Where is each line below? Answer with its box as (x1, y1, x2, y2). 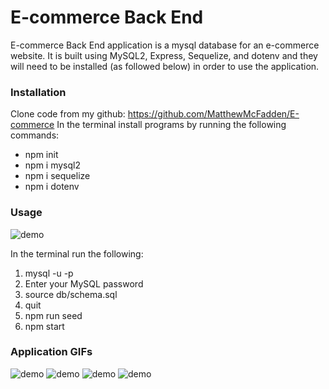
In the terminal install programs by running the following (56, 119, 287, 131)
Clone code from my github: (10, 108, 126, 120)
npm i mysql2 (24, 159, 81, 171)
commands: (10, 129, 60, 141)
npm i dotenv (24, 181, 80, 193)
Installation (10, 85, 67, 99)
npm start (24, 320, 65, 332)
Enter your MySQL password (24, 277, 144, 290)
